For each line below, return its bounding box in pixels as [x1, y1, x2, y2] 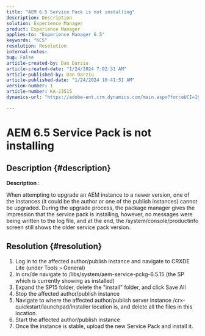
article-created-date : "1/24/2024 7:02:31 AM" [6, 65, 127, 72]
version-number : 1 [6, 83, 53, 89]
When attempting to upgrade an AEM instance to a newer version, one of [6, 191, 190, 199]
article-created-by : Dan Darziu [6, 60, 88, 66]
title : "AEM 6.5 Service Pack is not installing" [6, 9, 135, 15]
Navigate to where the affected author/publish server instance [15, 296, 172, 304]
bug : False [6, 54, 34, 60]
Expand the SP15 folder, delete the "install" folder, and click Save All [15, 283, 186, 291]
